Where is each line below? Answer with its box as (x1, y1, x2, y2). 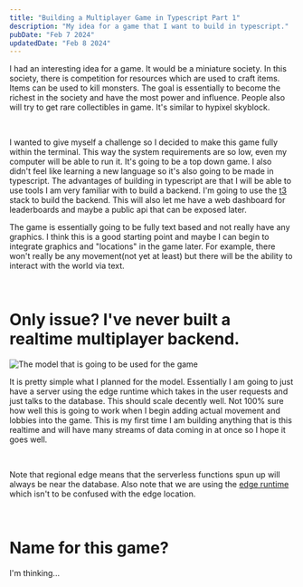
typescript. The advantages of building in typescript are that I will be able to (9, 176, 292, 187)
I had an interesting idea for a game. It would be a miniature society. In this (9, 63, 288, 74)
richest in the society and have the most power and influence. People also (9, 92, 286, 103)
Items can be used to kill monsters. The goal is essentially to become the (9, 82, 281, 93)
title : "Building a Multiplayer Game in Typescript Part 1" (9, 13, 241, 23)
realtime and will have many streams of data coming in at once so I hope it (9, 425, 287, 436)
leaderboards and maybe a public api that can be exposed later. (9, 205, 247, 216)
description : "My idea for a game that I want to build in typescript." (9, 22, 289, 31)
